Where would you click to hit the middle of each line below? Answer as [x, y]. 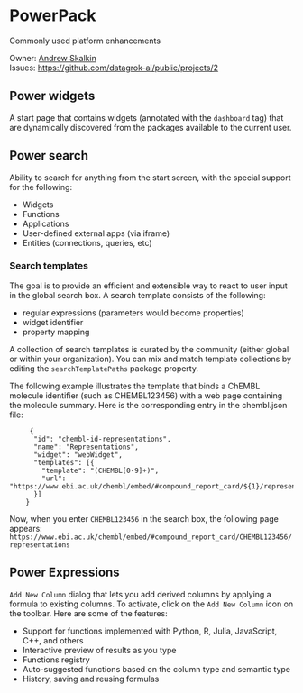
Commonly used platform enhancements [85, 41]
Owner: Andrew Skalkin [53, 58]
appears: [26, 528]
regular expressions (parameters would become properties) [133, 313]
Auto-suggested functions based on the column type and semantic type [156, 669]
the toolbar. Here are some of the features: [89, 613]
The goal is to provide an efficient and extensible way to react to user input [149, 286]
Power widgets [52, 96]
